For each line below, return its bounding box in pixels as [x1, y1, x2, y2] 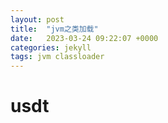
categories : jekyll [10, 42, 92, 53]
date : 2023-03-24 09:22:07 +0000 [10, 33, 159, 43]
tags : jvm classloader [10, 52, 105, 62]
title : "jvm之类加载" [10, 24, 99, 34]
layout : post [10, 14, 65, 25]
